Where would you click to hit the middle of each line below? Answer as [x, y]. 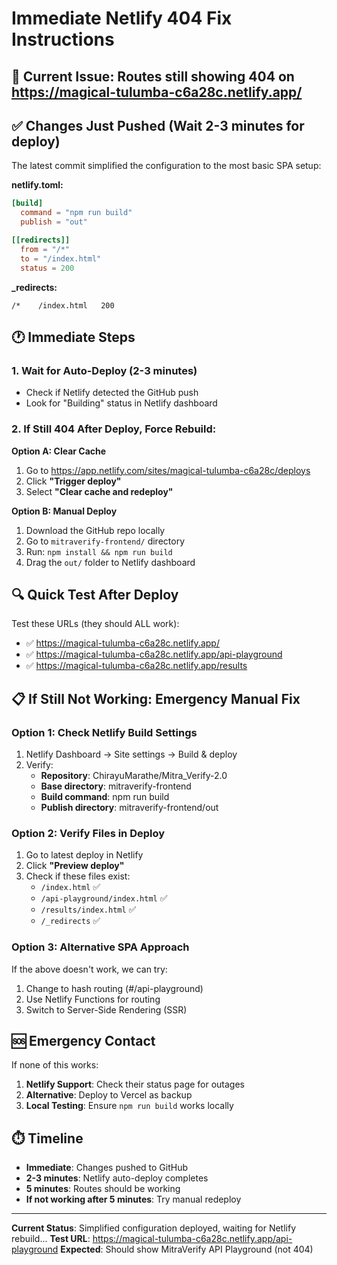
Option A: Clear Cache [59, 451]
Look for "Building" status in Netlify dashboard [121, 403]
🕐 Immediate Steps [73, 337]
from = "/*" [45, 249]
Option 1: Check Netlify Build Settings [104, 732]
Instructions [63, 39]
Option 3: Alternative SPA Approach [100, 947]
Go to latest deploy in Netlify [84, 855]
